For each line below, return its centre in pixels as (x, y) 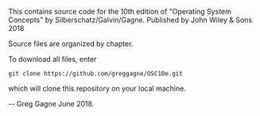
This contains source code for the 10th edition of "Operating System (120, 12)
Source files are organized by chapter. (71, 44)
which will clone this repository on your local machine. (97, 88)
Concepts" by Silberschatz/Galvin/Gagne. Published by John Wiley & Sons (130, 20)
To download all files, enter (52, 59)
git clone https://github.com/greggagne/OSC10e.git (95, 74)
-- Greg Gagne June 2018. (51, 104)
